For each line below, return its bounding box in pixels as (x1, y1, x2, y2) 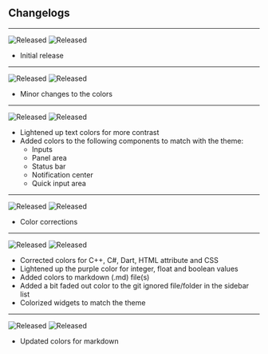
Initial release (19, 50, 64, 60)
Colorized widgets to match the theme (19, 297, 146, 307)
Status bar (31, 161, 66, 171)
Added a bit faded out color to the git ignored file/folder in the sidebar (19, 280, 250, 290)
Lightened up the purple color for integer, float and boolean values (19, 264, 238, 273)
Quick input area (31, 178, 86, 188)
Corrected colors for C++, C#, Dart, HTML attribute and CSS (19, 255, 219, 265)
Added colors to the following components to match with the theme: (19, 136, 244, 145)
